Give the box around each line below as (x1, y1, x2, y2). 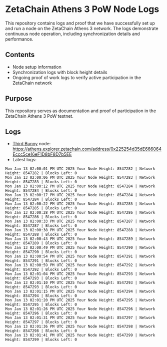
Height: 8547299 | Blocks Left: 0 (5, 337, 77, 342)
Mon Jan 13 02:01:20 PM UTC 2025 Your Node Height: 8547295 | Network (5, 298, 155, 303)
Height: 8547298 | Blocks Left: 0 (5, 328, 77, 333)
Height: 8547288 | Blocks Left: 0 (5, 232, 77, 237)
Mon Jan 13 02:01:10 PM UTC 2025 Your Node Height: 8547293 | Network (5, 280, 155, 285)
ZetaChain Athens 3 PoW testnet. (5, 113, 73, 119)
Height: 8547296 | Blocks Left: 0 (5, 311, 77, 316)
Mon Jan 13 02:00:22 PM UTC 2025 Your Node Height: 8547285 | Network (5, 201, 155, 206)
